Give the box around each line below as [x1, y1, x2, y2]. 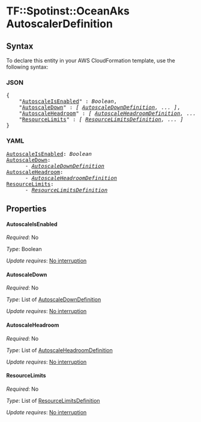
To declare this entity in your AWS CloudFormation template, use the [6, 57, 175, 64]
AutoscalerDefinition [6, 17, 113, 31]
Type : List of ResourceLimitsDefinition [6, 397, 100, 404]
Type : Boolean [6, 246, 42, 253]
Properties [6, 203, 47, 214]
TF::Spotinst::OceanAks [6, 4, 130, 18]
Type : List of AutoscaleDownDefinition [6, 296, 101, 303]
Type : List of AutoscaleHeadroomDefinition [6, 346, 113, 353]
